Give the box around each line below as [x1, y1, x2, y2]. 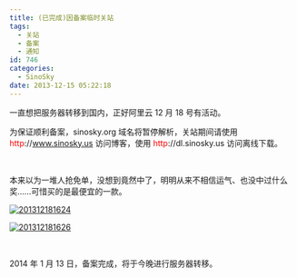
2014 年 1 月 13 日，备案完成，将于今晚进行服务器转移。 [9, 258, 218, 269]
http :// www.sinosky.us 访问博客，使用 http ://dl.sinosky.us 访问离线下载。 [9, 137, 283, 148]
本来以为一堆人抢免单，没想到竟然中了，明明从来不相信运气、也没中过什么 [9, 174, 288, 185]
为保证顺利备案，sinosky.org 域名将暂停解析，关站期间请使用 [9, 126, 238, 137]
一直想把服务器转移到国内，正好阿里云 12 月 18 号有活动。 [9, 106, 226, 118]
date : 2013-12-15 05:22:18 [9, 81, 112, 90]
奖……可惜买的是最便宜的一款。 [9, 185, 127, 196]
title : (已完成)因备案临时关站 [9, 13, 114, 23]
